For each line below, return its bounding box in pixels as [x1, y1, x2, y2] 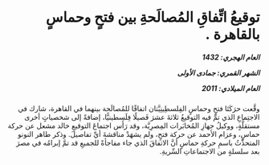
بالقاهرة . [205, 25, 260, 43]
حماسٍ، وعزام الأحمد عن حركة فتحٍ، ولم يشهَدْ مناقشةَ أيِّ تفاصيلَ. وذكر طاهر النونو [18, 130, 260, 139]
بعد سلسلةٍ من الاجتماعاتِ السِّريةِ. [159, 146, 260, 156]
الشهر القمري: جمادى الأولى [177, 68, 260, 77]
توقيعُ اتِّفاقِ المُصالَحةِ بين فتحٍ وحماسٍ [45, 8, 260, 27]
